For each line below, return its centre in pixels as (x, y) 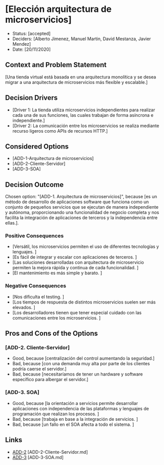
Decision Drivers (32, 98)
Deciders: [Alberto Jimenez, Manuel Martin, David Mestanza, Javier (82, 39)
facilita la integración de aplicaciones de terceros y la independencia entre (82, 218)
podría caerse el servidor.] (40, 369)
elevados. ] (24, 307)
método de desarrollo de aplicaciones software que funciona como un (77, 202)
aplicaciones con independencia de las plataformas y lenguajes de (81, 408)
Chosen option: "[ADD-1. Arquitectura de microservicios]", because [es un (81, 197)
